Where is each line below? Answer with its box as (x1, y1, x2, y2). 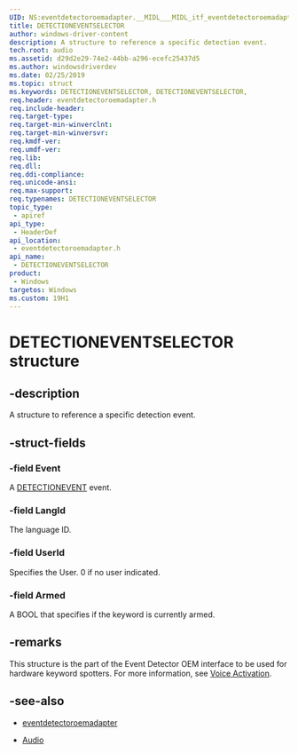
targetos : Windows (9, 285, 77, 294)
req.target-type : (9, 112, 74, 121)
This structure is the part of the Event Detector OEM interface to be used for (9, 658, 287, 669)
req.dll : (9, 162, 42, 170)
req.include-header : (9, 104, 86, 113)
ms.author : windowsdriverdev (9, 63, 117, 72)
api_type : (9, 219, 46, 228)
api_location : (9, 236, 62, 245)
